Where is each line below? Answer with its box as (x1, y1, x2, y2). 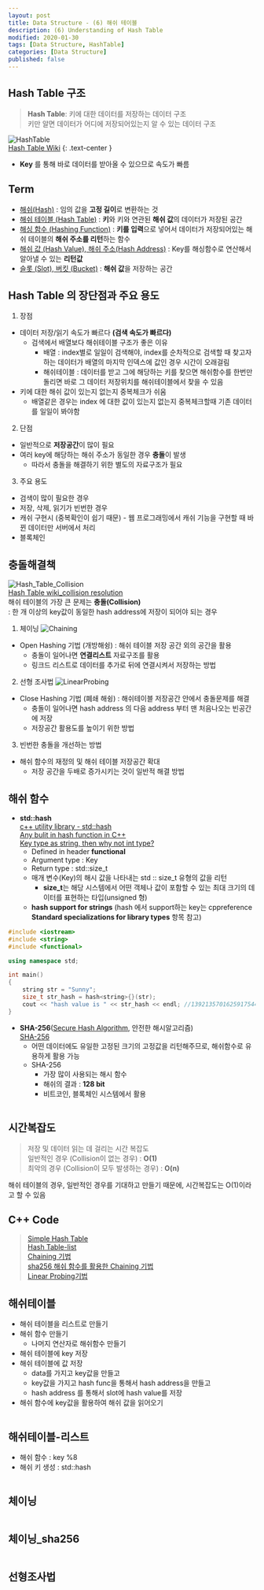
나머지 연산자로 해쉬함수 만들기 (31, 1339, 126, 1348)
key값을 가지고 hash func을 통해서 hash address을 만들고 (31, 1378, 211, 1388)
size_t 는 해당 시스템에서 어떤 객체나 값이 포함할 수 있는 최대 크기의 (42, 882, 247, 892)
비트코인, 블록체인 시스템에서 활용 (42, 1089, 147, 1098)
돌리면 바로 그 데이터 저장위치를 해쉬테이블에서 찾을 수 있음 (42, 377, 224, 387)
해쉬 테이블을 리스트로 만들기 (19, 1319, 108, 1328)
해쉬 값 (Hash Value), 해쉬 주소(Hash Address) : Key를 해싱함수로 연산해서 (19, 243, 251, 253)
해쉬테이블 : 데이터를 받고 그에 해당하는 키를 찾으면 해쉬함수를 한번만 (42, 367, 253, 377)
